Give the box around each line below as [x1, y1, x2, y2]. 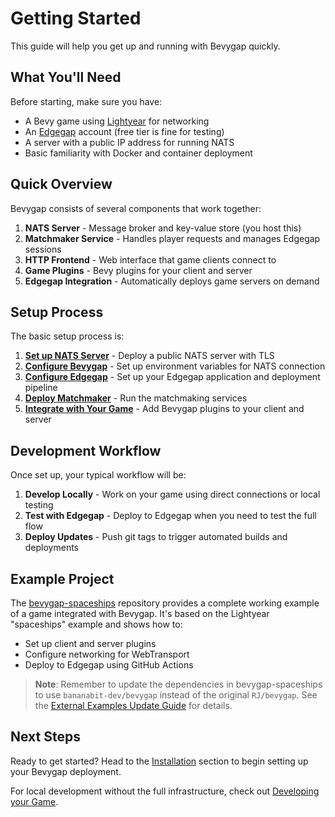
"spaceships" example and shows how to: [10, 618, 183, 630]
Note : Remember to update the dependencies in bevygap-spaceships [34, 678, 323, 690]
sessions [24, 243, 62, 255]
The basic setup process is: [10, 330, 125, 342]
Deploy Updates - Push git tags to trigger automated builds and [24, 531, 288, 543]
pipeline [24, 382, 58, 394]
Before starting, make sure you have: [10, 95, 163, 107]
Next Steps [10, 728, 81, 746]
